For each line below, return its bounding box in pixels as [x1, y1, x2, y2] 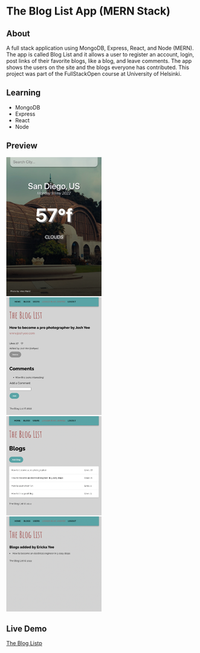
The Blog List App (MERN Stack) [6, 4, 171, 18]
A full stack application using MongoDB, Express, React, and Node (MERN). [6, 44, 195, 51]
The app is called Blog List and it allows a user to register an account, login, [6, 51, 195, 58]
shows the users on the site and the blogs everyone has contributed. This [6, 64, 189, 71]
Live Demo [6, 623, 47, 634]
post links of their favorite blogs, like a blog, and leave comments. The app [6, 58, 192, 64]
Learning [6, 88, 41, 98]
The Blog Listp [6, 640, 42, 647]
